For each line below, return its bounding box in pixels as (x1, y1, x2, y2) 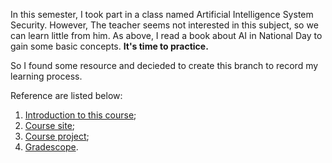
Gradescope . (24, 141, 79, 153)
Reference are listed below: (10, 90, 123, 101)
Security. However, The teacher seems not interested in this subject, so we (10, 19, 319, 31)
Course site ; (24, 120, 76, 131)
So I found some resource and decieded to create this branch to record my (10, 60, 319, 71)
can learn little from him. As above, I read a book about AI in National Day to (10, 30, 323, 41)
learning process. (10, 70, 83, 82)
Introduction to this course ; (24, 109, 137, 121)
